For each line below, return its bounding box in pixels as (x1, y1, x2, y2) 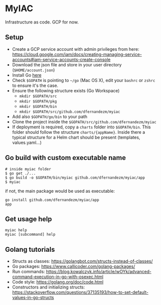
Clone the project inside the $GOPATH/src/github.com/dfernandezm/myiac (12, 119, 157, 124)
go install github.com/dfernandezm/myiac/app (5, 197, 99, 203)
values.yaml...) (12, 140, 42, 145)
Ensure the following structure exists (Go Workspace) (12, 87, 120, 93)
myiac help (5, 228, 27, 233)
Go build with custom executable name (5, 154, 126, 162)
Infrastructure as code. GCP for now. (5, 19, 79, 25)
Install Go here (12, 72, 41, 78)
